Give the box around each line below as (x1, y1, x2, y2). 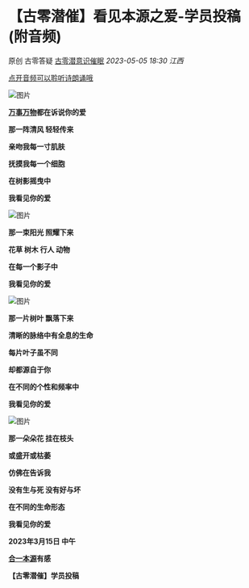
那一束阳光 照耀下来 (8, 227, 74, 237)
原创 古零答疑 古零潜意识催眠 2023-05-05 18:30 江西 (8, 56, 184, 65)
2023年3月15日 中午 (8, 536, 77, 546)
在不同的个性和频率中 (8, 381, 79, 392)
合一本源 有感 (8, 553, 51, 563)
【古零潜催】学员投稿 (8, 570, 79, 580)
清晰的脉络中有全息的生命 (8, 330, 93, 340)
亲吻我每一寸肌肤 (8, 141, 65, 151)
